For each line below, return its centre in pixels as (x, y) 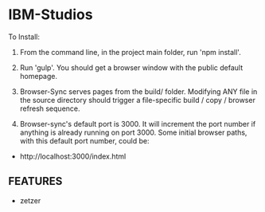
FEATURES (35, 181)
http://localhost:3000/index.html (73, 156)
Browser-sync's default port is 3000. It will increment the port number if (138, 124)
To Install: (24, 37)
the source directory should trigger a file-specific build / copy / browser (138, 100)
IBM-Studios (51, 15)
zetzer (30, 200)
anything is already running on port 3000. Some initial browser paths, (133, 132)
